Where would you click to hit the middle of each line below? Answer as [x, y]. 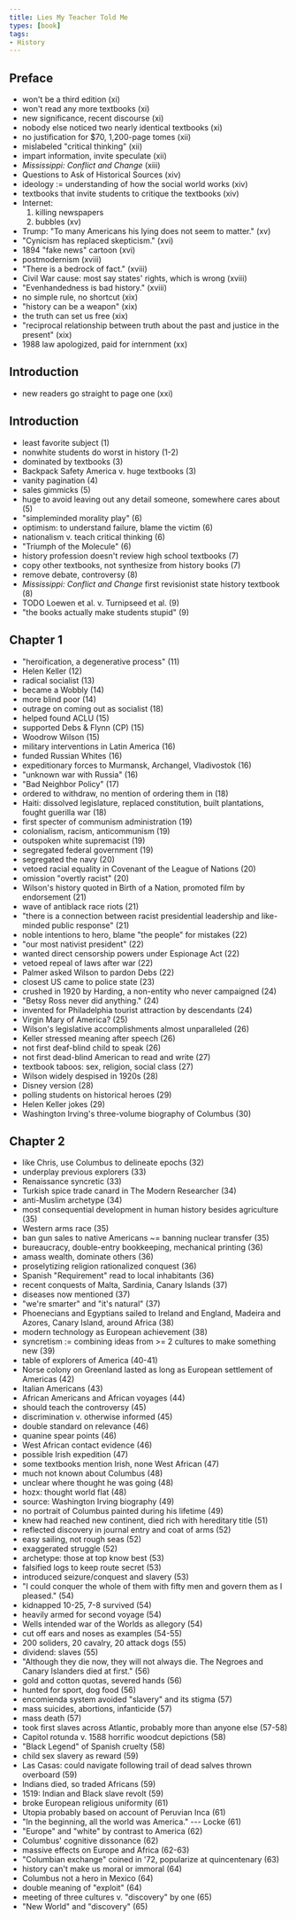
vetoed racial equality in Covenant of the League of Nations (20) [139, 869]
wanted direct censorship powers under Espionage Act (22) [131, 953]
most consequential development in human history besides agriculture [150, 1210]
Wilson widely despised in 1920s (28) [90, 1076]
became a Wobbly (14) [63, 690]
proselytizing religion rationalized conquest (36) [109, 1266]
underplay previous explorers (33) [84, 1172]
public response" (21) [91, 925]
